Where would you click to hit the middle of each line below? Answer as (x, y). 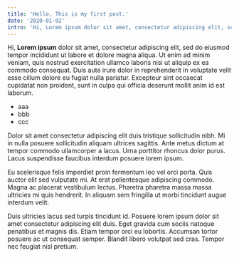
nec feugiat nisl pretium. (43, 247)
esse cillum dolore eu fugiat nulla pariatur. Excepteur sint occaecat (105, 78)
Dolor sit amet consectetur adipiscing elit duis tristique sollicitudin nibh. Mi (116, 135)
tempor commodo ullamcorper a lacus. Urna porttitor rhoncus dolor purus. (116, 151)
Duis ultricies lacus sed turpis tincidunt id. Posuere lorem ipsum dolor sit (113, 216)
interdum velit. (28, 202)
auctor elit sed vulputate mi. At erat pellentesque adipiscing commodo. (111, 180)
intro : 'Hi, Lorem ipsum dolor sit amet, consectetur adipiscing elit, (116, 27)
